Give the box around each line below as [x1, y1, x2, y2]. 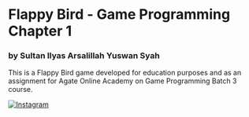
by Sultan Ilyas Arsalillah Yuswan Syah [8, 50, 160, 61]
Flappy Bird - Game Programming [8, 5, 231, 24]
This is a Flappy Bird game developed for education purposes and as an [8, 68, 242, 78]
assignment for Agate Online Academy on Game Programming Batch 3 [8, 76, 237, 86]
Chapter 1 [8, 22, 72, 40]
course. [8, 85, 33, 94]
